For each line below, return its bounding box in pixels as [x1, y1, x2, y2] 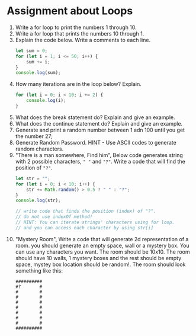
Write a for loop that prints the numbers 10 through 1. [15, 30, 144, 37]
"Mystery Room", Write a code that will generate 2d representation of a [15, 235, 189, 242]
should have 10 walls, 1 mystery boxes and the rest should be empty [15, 254, 182, 261]
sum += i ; [26, 59, 50, 65]
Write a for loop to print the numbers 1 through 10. [15, 24, 137, 31]
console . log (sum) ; [15, 70, 61, 76]
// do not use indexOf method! [15, 214, 93, 220]
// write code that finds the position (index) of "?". [15, 209, 156, 215]
